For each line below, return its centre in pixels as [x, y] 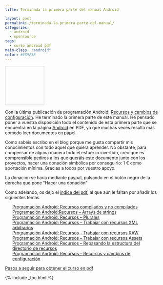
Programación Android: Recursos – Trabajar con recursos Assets [77, 238]
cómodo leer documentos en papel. [41, 133]
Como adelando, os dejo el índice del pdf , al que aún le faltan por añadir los [81, 192]
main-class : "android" [28, 50]
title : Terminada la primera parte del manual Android [62, 10]
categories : [17, 27]
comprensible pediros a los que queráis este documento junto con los [75, 158]
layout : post [18, 18]
